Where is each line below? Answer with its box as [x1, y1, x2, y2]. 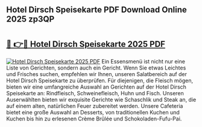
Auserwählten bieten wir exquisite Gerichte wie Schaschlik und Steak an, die [6, 96, 197, 103]
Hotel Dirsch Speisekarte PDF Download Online [6, 5, 187, 15]
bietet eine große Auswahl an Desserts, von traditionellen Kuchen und [6, 109, 180, 116]
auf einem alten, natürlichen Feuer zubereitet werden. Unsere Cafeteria [6, 102, 183, 110]
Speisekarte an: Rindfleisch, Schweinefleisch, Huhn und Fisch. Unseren [6, 90, 184, 96]
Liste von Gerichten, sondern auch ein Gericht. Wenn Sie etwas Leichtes [6, 64, 186, 71]
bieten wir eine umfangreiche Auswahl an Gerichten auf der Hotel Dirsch [6, 83, 187, 90]
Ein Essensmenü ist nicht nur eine [101, 58, 186, 65]
